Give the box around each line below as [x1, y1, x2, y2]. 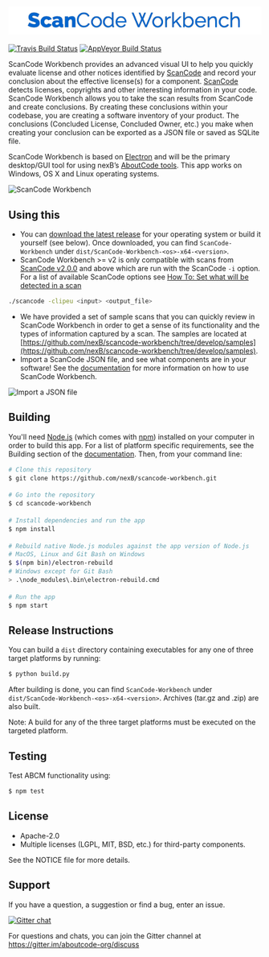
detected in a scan [19, 281, 82, 291]
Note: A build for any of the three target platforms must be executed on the [8, 717, 256, 727]
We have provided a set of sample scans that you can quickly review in [19, 311, 255, 321]
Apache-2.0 [19, 831, 60, 840]
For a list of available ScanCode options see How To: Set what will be [19, 272, 249, 282]
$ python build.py [8, 670, 70, 679]
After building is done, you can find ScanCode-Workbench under [8, 685, 213, 695]
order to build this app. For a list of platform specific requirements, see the [8, 440, 255, 450]
